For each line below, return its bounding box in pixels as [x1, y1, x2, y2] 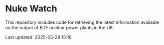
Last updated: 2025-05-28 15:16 [5, 34, 72, 40]
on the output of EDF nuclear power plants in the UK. [5, 24, 114, 30]
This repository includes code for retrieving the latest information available [5, 19, 159, 25]
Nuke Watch [5, 3, 58, 14]
